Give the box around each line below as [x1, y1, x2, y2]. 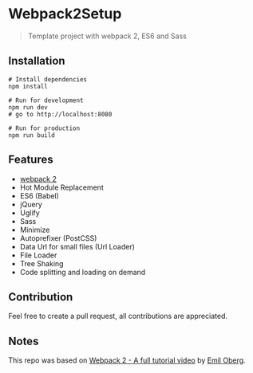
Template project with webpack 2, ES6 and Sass [27, 31, 188, 41]
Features [8, 153, 53, 167]
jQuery [19, 199, 42, 209]
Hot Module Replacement [19, 183, 104, 192]
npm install [8, 82, 48, 90]
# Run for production [8, 124, 81, 132]
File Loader [19, 250, 57, 260]
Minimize [19, 225, 50, 234]
